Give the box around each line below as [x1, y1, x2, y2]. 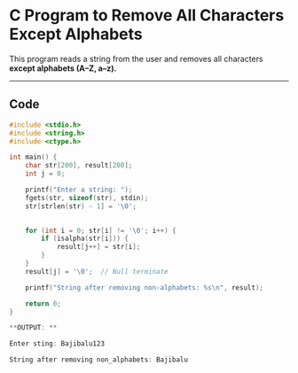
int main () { [9, 152, 58, 162]
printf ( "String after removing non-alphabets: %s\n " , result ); [25, 283, 264, 292]
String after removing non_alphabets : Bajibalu [9, 355, 189, 364]
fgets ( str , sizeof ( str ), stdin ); [25, 193, 149, 202]
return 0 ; [25, 299, 62, 308]
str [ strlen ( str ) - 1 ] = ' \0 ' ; [25, 201, 137, 211]
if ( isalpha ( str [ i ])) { [41, 234, 129, 244]
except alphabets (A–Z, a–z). [9, 63, 117, 74]
